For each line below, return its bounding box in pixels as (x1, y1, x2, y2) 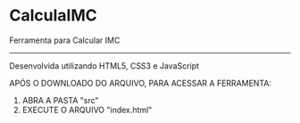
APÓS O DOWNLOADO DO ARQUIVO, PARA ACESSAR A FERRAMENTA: (9, 78, 272, 88)
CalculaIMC (9, 5, 97, 26)
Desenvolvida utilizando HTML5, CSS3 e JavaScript (9, 60, 199, 71)
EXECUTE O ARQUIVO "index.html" (21, 104, 153, 115)
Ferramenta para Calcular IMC (9, 35, 121, 45)
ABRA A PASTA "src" (21, 94, 100, 105)
